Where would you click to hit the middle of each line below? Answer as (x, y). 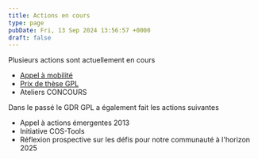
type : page (26, 23)
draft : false (30, 38)
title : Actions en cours (49, 15)
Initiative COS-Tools (52, 131)
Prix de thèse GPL (49, 84)
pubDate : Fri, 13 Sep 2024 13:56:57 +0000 (79, 30)
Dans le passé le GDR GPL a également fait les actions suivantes (114, 108)
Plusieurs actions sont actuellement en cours (82, 60)
